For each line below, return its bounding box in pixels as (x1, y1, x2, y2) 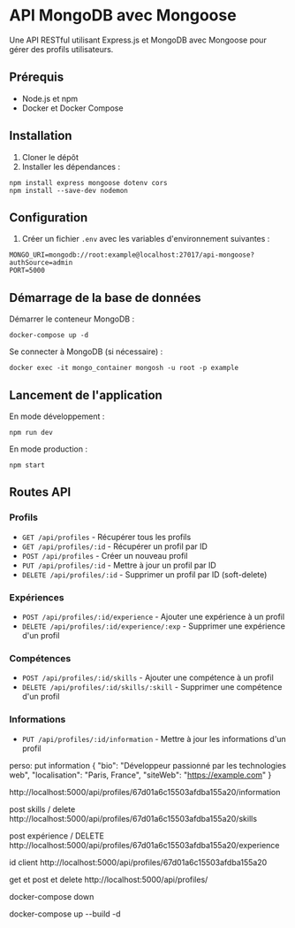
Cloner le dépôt (21, 151, 79, 162)
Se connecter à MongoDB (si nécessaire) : (9, 346, 163, 357)
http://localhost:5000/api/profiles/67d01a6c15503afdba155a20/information (9, 786, 281, 797)
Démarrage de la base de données (9, 290, 201, 305)
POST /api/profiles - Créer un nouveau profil (21, 550, 188, 561)
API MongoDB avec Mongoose (9, 5, 237, 26)
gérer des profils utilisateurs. (9, 43, 114, 54)
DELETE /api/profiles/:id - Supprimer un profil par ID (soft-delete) (21, 568, 268, 580)
